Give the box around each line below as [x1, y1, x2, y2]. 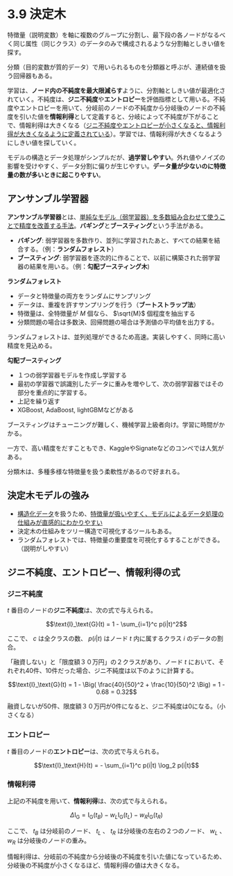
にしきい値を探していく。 [7, 138, 80, 147]
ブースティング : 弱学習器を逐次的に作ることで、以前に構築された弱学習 [17, 253, 221, 261]
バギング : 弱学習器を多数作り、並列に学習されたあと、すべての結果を [17, 236, 215, 244]
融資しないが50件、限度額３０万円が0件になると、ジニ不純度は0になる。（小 [7, 702, 226, 711]
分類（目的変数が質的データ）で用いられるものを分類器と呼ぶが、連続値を [7, 63, 220, 71]
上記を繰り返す [17, 397, 60, 405]
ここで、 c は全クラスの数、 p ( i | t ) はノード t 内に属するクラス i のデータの [7, 634, 217, 643]
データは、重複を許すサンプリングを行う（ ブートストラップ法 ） [17, 300, 200, 309]
